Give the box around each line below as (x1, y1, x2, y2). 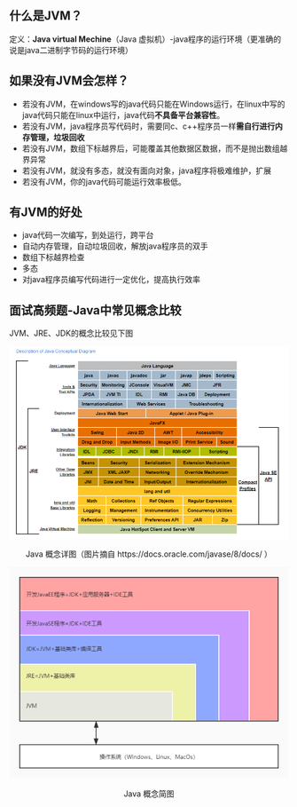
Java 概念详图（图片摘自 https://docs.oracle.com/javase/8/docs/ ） (25, 549, 273, 559)
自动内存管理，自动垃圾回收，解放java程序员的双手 (21, 241, 208, 251)
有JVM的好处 (9, 205, 82, 220)
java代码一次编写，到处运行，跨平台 (21, 230, 154, 241)
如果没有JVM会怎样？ (9, 74, 129, 89)
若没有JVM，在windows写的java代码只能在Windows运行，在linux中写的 (21, 99, 285, 109)
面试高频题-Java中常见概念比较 (9, 303, 182, 318)
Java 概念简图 (123, 788, 175, 799)
